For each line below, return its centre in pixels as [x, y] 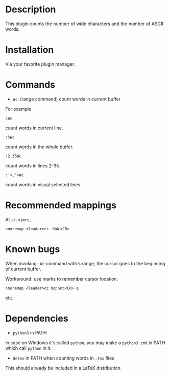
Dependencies [37, 318]
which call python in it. [29, 348]
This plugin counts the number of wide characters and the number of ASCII [84, 24]
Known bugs [33, 249]
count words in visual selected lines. [43, 184]
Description [31, 9]
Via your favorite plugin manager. [40, 64]
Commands [30, 85]
